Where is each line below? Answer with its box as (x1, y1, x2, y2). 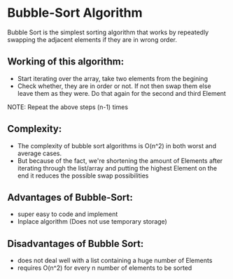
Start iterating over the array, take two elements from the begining (17, 74, 209, 83)
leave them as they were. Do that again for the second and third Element (17, 89, 226, 97)
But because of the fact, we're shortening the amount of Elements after (17, 156, 223, 165)
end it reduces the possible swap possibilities (17, 171, 149, 180)
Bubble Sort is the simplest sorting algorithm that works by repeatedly (7, 28, 209, 36)
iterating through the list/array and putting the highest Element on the (17, 164, 218, 172)
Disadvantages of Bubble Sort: (7, 238, 144, 250)
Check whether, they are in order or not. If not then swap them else (17, 82, 211, 90)
